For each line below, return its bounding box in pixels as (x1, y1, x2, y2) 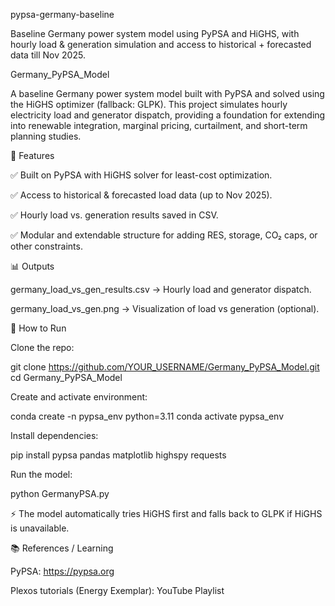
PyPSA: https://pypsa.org (10, 565, 115, 577)
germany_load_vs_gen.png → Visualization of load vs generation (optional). (10, 303, 320, 314)
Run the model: (10, 469, 73, 480)
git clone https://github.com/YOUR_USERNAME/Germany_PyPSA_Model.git (10, 361, 320, 373)
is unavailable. (10, 522, 70, 534)
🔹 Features (10, 150, 55, 161)
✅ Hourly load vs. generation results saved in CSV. (10, 209, 219, 221)
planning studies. (10, 130, 82, 142)
